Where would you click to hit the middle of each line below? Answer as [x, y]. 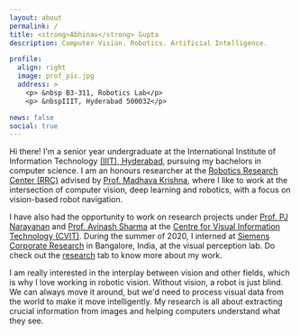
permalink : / [34, 26]
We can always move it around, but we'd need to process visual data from [146, 292]
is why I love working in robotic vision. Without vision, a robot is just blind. [146, 283]
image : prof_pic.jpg [56, 76]
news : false [32, 117]
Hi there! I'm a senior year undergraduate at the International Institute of [143, 152]
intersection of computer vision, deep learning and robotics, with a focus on [150, 190]
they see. [27, 321]
